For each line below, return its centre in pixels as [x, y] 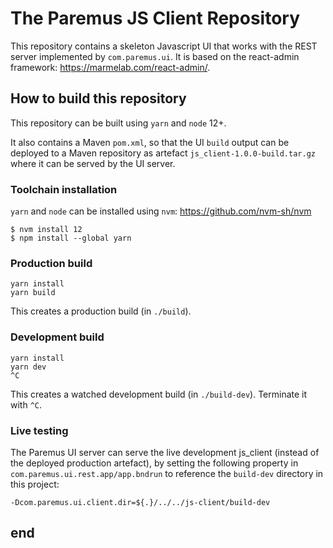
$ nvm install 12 [46, 230]
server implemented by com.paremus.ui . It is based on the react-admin [155, 56]
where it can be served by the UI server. [93, 163]
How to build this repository [98, 98]
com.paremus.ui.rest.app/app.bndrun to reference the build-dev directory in [167, 473]
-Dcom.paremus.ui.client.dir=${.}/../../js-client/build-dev [140, 502]
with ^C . [26, 404]
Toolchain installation [64, 189]
